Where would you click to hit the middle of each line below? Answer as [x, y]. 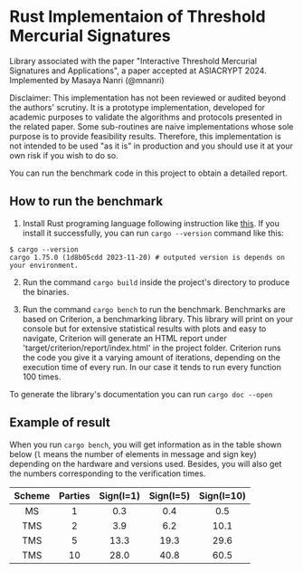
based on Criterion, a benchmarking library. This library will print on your [158, 319]
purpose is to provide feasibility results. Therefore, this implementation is [146, 136]
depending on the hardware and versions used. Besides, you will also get [146, 463]
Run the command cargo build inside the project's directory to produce [156, 282]
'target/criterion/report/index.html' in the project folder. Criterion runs [152, 348]
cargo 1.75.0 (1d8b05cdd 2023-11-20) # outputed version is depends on [147, 257]
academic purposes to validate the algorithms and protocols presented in [146, 117]
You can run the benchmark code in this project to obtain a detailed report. [148, 173]
